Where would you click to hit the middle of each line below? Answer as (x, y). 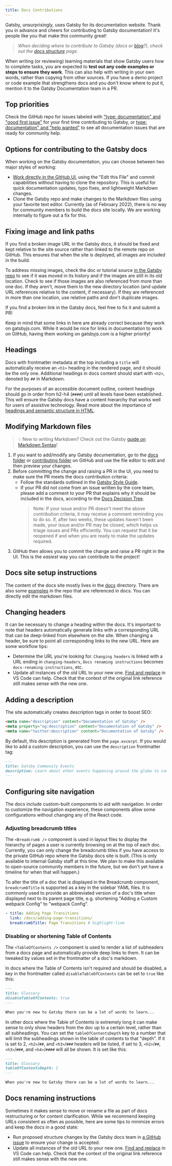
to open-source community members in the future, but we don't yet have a (84, 867)
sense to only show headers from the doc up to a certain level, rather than (83, 1027)
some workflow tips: (27, 646)
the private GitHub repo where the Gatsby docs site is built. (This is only (81, 856)
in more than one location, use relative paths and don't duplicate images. (82, 298)
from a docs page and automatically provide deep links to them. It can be (82, 953)
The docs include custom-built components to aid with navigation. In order (84, 804)
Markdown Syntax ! (38, 445)
